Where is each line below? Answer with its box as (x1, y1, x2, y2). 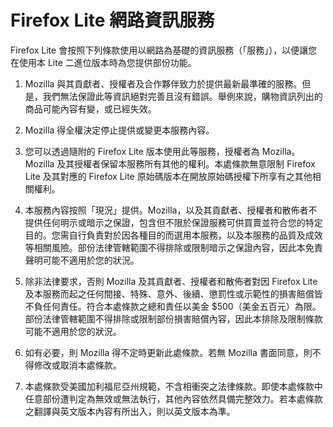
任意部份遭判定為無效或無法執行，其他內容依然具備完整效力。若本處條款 (24, 392, 323, 405)
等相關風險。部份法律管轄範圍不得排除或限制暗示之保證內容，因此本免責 (24, 241, 323, 253)
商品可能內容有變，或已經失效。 (24, 102, 157, 115)
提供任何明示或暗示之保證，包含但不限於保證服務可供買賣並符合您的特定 (24, 216, 323, 228)
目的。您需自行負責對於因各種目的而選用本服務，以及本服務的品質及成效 (24, 229, 323, 241)
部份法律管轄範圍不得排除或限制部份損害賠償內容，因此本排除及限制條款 (24, 312, 323, 325)
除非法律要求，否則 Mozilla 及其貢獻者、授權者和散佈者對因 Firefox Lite (24, 275, 318, 287)
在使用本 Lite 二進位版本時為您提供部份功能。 (10, 56, 197, 68)
